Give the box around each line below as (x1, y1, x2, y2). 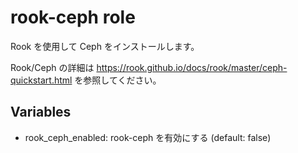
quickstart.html (10, 74, 73, 86)
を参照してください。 (74, 74, 162, 86)
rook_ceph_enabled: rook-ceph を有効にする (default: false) (24, 131, 272, 143)
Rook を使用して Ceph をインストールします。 (10, 40, 200, 52)
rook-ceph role (10, 6, 136, 29)
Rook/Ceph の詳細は (10, 61, 95, 73)
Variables (10, 104, 72, 121)
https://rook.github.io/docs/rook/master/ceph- (96, 61, 288, 73)
